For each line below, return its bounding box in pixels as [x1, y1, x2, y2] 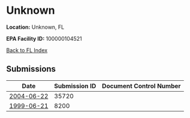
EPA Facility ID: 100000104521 [6, 35, 82, 42]
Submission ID [53, 81, 96, 90]
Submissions [6, 64, 56, 74]
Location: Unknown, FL [6, 23, 65, 31]
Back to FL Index [6, 46, 48, 54]
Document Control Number [101, 81, 181, 90]
